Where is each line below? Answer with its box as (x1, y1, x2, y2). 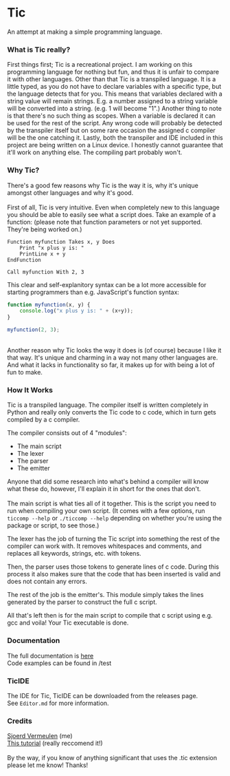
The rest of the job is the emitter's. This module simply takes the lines (7, 591, 204, 599)
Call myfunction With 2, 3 (7, 269, 84, 275)
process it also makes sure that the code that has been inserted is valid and (7, 570, 221, 578)
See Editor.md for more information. (7, 699, 109, 707)
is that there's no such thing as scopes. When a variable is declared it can (7, 112, 216, 120)
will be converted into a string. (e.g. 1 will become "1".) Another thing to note (7, 105, 222, 113)
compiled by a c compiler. (7, 415, 80, 424)
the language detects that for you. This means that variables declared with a (7, 90, 223, 98)
